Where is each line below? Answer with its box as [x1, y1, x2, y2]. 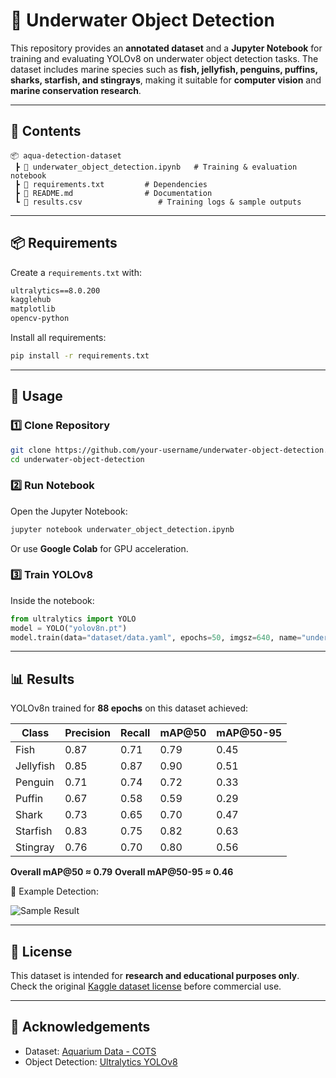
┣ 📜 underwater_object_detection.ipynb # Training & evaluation [14, 162, 298, 172]
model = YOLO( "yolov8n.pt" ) [10, 623, 128, 633]
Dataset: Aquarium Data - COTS [24, 1045, 157, 1057]
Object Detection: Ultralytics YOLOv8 [24, 1055, 178, 1068]
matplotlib [10, 304, 56, 314]
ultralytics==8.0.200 [10, 285, 101, 296]
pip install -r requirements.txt [10, 351, 150, 361]
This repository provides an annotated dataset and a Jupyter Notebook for [10, 42, 323, 54]
